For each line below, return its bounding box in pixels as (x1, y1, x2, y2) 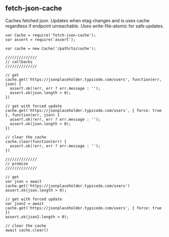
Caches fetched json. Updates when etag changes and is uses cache (5, 17, 150, 23)
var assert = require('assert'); (5, 37, 76, 42)
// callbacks (5, 59, 33, 64)
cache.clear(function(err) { (5, 139, 67, 144)
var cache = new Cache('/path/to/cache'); (5, 46, 96, 51)
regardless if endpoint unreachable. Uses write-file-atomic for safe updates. (5, 23, 164, 29)
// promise (5, 161, 28, 166)
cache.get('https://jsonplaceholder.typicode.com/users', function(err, (5, 77, 162, 82)
